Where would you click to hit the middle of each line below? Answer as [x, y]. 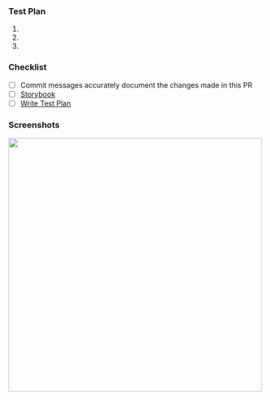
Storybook [38, 94]
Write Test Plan [45, 103]
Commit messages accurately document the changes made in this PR [136, 85]
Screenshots [34, 125]
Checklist [28, 67]
